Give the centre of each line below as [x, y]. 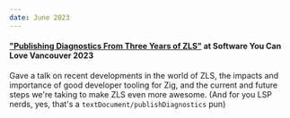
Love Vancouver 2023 [52, 55]
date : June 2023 [40, 17]
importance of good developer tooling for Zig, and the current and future [144, 85]
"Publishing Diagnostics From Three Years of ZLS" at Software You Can [145, 46]
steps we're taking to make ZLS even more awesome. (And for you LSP [141, 94]
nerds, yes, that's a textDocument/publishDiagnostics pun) [118, 104]
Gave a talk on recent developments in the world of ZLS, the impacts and [144, 75]
